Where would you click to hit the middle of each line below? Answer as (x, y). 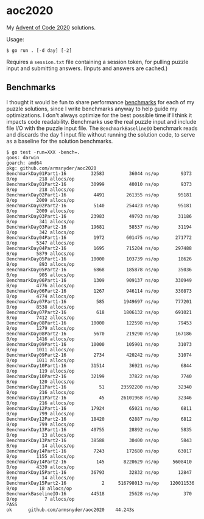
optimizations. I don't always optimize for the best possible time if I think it (99, 115)
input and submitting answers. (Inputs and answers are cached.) (87, 68)
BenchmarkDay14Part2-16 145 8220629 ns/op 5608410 (99, 462)
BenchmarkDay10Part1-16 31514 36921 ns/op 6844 (99, 366)
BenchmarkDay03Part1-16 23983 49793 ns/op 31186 (99, 216)
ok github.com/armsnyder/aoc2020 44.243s (71, 510)
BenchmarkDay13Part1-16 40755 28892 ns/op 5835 (99, 430)
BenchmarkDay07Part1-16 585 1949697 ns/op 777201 (99, 302)
